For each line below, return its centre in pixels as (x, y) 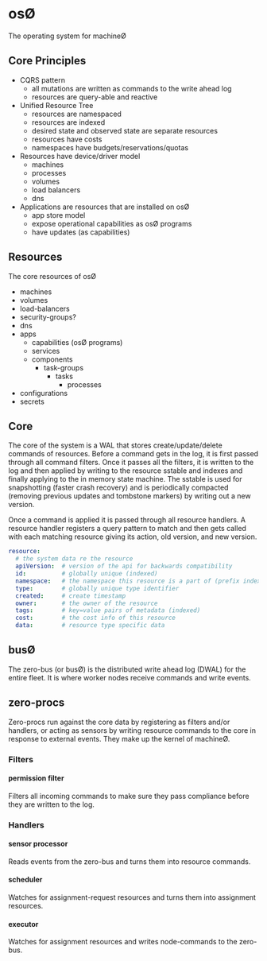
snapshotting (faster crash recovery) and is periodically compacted (118, 488)
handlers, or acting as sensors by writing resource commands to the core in (132, 730)
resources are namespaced (76, 114)
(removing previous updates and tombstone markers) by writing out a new (130, 496)
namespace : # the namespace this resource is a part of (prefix (128, 581)
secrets (32, 401)
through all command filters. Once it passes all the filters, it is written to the (131, 463)
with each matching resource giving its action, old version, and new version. (133, 537)
